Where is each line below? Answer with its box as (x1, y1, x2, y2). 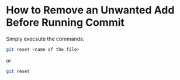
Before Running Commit (6, 16, 124, 29)
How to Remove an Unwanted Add (6, 4, 175, 17)
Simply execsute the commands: (6, 35, 85, 42)
